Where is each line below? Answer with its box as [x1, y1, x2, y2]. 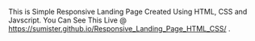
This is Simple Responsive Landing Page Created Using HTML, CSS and [8, 7, 248, 16]
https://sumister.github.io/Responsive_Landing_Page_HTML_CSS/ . [8, 24, 231, 33]
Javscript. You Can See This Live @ [8, 15, 127, 25]
